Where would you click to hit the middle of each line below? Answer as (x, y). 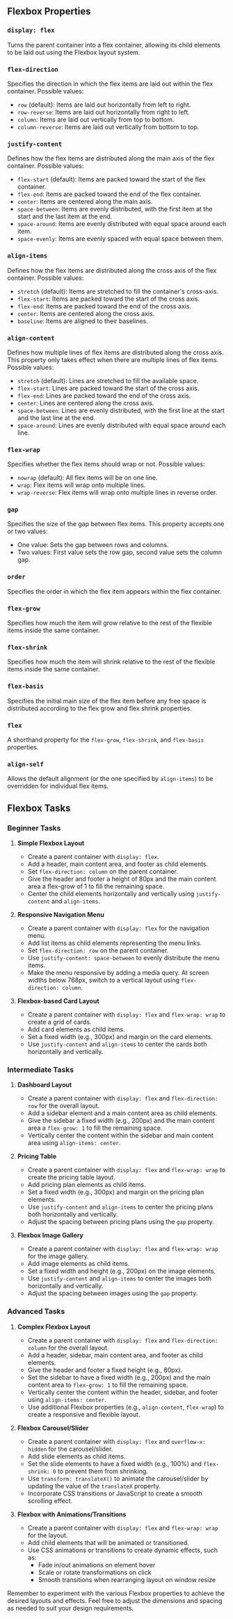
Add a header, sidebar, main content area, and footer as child (115, 1355)
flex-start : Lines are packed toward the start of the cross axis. (108, 388)
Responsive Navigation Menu (61, 914)
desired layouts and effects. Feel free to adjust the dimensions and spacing (115, 1600)
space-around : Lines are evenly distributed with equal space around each (121, 425)
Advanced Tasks (36, 1311)
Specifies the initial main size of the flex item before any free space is (107, 701)
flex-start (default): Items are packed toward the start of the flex (111, 179)
